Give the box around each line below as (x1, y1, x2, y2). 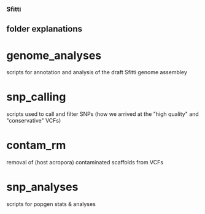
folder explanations (6, 24, 83, 34)
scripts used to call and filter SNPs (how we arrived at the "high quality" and (6, 110, 199, 118)
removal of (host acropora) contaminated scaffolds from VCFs (6, 159, 164, 166)
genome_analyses (6, 48, 102, 63)
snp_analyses (6, 180, 79, 194)
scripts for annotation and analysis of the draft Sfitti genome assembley (6, 69, 187, 76)
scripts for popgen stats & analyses (6, 201, 96, 208)
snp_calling (6, 90, 66, 104)
